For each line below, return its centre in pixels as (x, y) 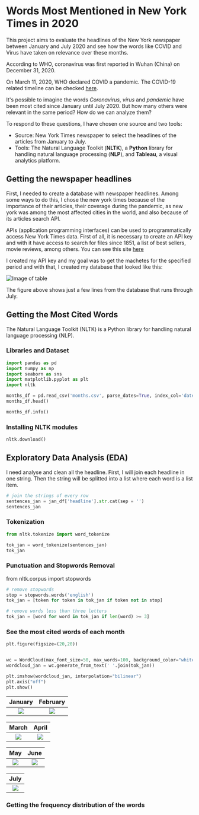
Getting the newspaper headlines (69, 179)
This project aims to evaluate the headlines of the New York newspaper (93, 40)
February (52, 702)
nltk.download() (26, 440)
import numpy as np (30, 368)
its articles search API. (33, 218)
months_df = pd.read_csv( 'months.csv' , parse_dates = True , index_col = (94, 396)
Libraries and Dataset (38, 351)
